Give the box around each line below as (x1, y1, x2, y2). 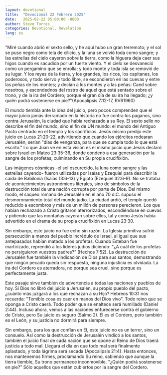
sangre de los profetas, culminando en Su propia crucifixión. (5, 155, 130, 161)
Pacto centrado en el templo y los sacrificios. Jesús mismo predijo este (5, 129, 152, 134)
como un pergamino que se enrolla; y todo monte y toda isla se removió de (5, 66, 159, 72)
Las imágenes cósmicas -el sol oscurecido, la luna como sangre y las (5, 165, 148, 171)
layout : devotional (5, 7, 46, 13)
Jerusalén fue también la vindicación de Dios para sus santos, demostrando (5, 254, 162, 260)
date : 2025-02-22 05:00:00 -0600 (5, 17, 79, 22)
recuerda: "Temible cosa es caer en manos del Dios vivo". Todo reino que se (5, 296, 162, 302)
